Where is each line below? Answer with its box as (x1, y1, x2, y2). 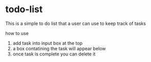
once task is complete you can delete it (12, 51, 96, 57)
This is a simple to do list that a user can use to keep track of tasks (5, 20, 146, 26)
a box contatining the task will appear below (12, 45, 106, 51)
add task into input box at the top (12, 40, 83, 46)
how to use (5, 30, 29, 36)
